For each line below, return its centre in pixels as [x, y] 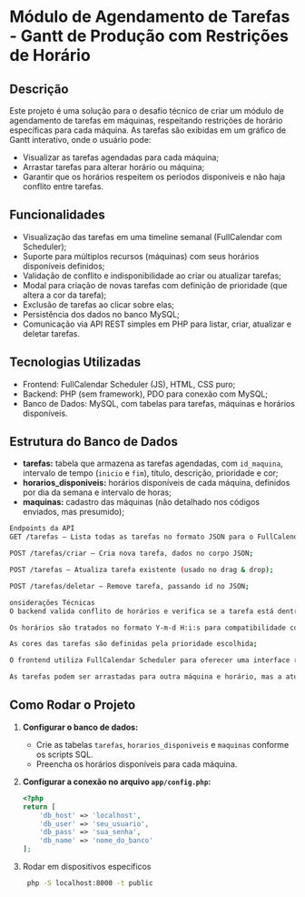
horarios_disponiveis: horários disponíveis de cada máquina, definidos [156, 483]
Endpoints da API [42, 529]
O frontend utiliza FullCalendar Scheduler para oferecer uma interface [150, 660]
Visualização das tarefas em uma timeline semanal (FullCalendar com [152, 237]
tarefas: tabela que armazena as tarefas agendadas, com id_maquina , [152, 464]
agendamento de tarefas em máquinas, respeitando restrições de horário [146, 121]
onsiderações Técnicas [52, 602]
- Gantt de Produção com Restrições [149, 36]
